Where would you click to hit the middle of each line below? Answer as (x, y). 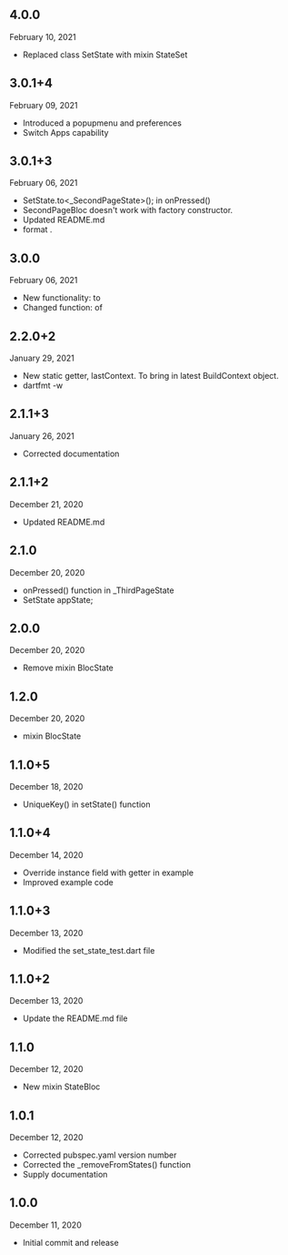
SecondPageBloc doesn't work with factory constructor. (128, 210)
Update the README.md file (75, 1018)
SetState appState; (58, 599)
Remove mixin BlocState (68, 668)
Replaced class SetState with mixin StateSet (105, 55)
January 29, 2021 (42, 358)
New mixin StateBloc (61, 1087)
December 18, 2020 (46, 786)
